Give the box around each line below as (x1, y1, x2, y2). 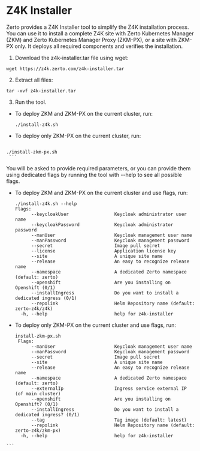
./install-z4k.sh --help (14, 200, 77, 207)
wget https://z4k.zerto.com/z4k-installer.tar (6, 65, 125, 72)
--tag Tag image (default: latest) (31, 417, 187, 423)
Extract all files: (14, 76, 53, 83)
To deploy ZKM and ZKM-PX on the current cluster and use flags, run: (14, 189, 188, 196)
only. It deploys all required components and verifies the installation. (14, 43, 183, 50)
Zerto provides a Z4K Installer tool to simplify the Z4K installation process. (6, 23, 189, 31)
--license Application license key (31, 248, 177, 254)
